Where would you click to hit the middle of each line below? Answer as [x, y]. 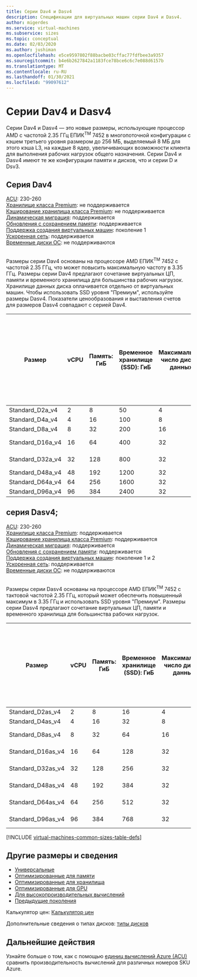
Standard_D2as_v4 [35, 711]
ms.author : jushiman [31, 50]
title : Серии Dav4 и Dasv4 [39, 11]
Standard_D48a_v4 [35, 472]
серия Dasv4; [32, 513]
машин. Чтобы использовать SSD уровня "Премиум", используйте [90, 293]
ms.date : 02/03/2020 [31, 45]
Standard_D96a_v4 [35, 492]
